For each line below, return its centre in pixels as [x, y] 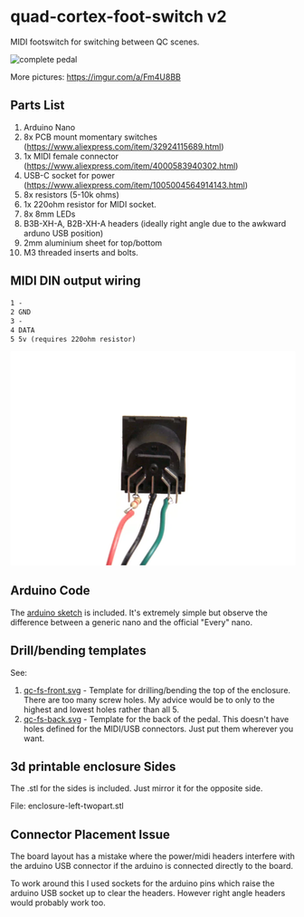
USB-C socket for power [69, 175]
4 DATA [23, 330]
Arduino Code [50, 591]
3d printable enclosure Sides [93, 766]
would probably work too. [58, 903]
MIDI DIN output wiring [76, 281]
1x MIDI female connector [71, 156]
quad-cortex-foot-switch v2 [119, 17]
